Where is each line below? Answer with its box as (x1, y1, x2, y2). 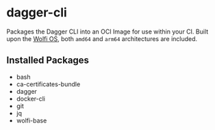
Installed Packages (6, 55, 90, 66)
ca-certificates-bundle (16, 80, 81, 88)
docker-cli (16, 94, 46, 103)
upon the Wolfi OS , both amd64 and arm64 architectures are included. (6, 34, 198, 42)
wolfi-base (16, 116, 47, 125)
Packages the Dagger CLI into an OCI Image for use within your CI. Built (6, 27, 209, 36)
